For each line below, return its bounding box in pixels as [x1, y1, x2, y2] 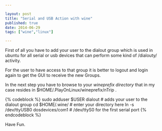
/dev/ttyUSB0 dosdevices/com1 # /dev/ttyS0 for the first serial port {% [5, 107, 147, 113]
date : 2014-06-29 [5, 25, 40, 30]
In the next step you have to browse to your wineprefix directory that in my [5, 82, 155, 88]
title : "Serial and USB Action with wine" [5, 16, 93, 21]
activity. [5, 58, 21, 64]
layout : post [5, 11, 32, 16]
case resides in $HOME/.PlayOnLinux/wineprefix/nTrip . [5, 87, 117, 93]
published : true [5, 21, 38, 25]
